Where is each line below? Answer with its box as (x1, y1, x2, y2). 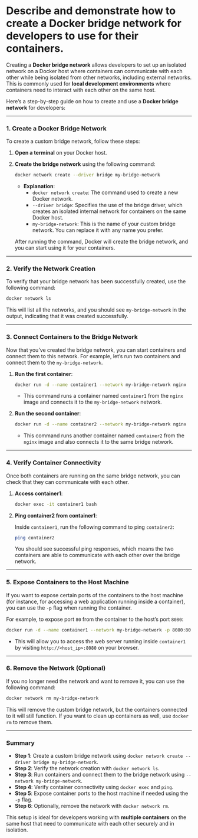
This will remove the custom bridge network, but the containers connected (6, 706, 187, 713)
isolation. (6, 826, 28, 833)
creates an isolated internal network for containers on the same (32, 208, 187, 215)
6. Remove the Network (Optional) (6, 664, 106, 672)
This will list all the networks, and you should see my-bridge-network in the (6, 306, 187, 313)
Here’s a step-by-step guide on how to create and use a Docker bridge (6, 97, 179, 104)
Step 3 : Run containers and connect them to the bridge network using (14, 771, 185, 778)
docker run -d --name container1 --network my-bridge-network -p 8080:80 (6, 627, 192, 633)
